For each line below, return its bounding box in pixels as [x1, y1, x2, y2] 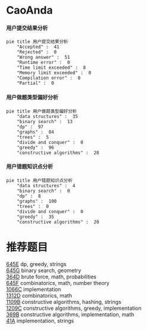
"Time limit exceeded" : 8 [17, 65, 86, 71]
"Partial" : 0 [17, 81, 55, 86]
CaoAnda [6, 4, 53, 17]
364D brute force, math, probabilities [6, 273, 97, 280]
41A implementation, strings [6, 317, 74, 324]
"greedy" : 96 [17, 145, 55, 150]
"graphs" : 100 [17, 198, 57, 204]
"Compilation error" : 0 [17, 75, 81, 81]
